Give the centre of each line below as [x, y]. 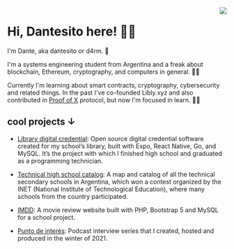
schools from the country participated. [72, 196]
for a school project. [46, 217]
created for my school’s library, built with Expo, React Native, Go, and [117, 146]
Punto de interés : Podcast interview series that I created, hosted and [116, 231]
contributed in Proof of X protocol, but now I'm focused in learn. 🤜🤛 [104, 99]
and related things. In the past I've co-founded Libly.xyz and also [100, 93]
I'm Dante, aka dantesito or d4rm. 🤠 [58, 51]
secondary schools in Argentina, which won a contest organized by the [119, 182]
